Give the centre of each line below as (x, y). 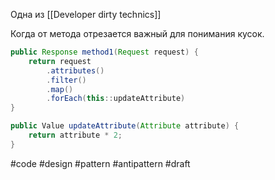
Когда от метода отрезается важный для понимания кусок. (137, 33)
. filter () (66, 80)
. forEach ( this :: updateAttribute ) (116, 99)
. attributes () (75, 70)
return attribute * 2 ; (75, 135)
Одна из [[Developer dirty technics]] (86, 14)
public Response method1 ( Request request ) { (104, 52)
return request (60, 61)
